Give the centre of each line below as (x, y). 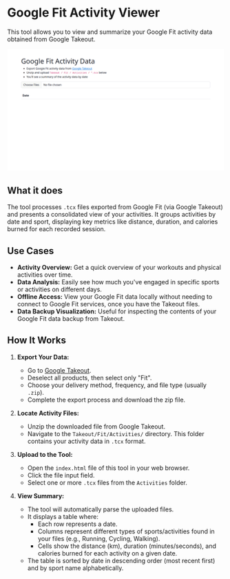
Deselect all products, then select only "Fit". (90, 377)
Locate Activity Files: (48, 413)
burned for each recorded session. (56, 229)
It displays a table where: (63, 516)
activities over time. (45, 275)
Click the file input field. (61, 475)
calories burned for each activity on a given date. (107, 553)
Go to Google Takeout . (59, 370)
